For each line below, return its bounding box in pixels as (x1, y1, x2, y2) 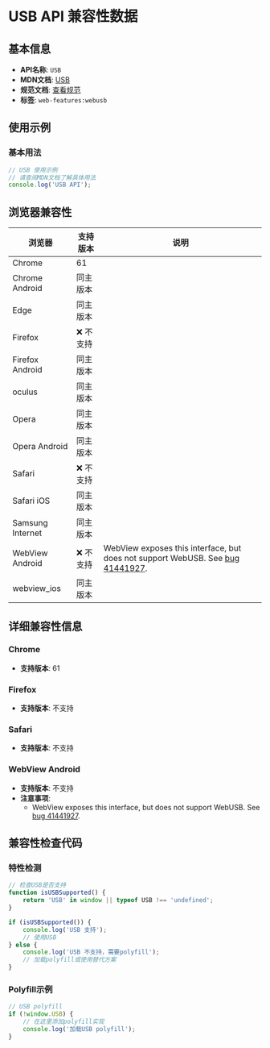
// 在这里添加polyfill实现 (22, 1017, 104, 1026)
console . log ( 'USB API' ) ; (8, 181, 92, 189)
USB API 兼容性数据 (8, 7, 138, 26)
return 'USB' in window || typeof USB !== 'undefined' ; (22, 896, 215, 905)
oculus (12, 386, 38, 397)
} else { (8, 941, 38, 949)
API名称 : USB (19, 65, 62, 74)
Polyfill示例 (8, 984, 53, 995)
